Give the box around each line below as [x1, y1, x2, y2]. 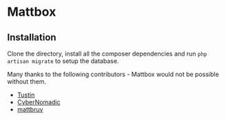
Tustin [17, 91, 35, 99]
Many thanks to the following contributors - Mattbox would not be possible [7, 70, 219, 78]
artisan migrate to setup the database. [7, 57, 119, 65]
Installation [7, 32, 56, 43]
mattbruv [17, 106, 43, 113]
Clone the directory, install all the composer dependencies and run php [7, 49, 207, 58]
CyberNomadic [17, 98, 61, 106]
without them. [7, 77, 47, 86]
